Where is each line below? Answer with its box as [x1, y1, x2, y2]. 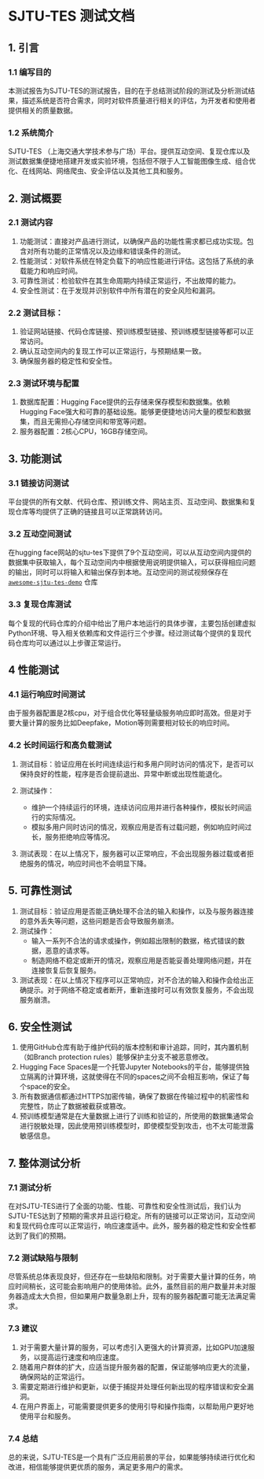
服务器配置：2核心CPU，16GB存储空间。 [19, 427, 152, 436]
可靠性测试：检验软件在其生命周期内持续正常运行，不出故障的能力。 [19, 276, 240, 285]
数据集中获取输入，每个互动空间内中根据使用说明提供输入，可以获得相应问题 [8, 558, 256, 567]
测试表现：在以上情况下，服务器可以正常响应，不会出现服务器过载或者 [19, 848, 247, 858]
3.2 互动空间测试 [8, 528, 72, 539]
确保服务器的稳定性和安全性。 [19, 356, 116, 366]
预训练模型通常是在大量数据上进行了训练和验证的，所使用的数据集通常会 [19, 1111, 254, 1121]
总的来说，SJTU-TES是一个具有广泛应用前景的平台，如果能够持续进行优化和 [8, 1452, 255, 1462]
